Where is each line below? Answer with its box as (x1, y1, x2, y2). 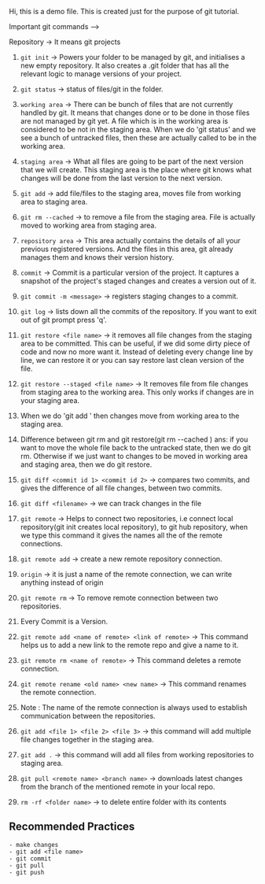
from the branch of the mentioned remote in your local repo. (20, 782, 215, 791)
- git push (9, 868, 45, 876)
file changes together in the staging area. (20, 735, 154, 744)
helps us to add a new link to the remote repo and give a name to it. (20, 641, 239, 649)
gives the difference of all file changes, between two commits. (20, 483, 223, 493)
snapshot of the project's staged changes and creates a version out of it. (20, 276, 256, 286)
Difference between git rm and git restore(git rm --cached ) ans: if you (20, 435, 248, 444)
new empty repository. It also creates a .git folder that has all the (20, 61, 230, 70)
